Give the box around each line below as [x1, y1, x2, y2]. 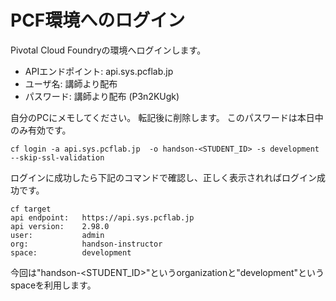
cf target [10, 204, 52, 214]
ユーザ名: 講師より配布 [24, 77, 118, 90]
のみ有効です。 [10, 124, 72, 136]
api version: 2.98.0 [10, 221, 110, 231]
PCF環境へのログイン [10, 9, 186, 32]
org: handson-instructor [10, 239, 163, 249]
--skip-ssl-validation [10, 152, 105, 163]
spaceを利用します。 [10, 279, 97, 291]
